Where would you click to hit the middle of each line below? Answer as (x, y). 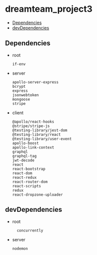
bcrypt (19, 86)
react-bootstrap (29, 169)
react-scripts (26, 186)
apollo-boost (25, 143)
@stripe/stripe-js (31, 126)
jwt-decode (23, 160)
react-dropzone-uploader (37, 195)
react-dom (22, 173)
